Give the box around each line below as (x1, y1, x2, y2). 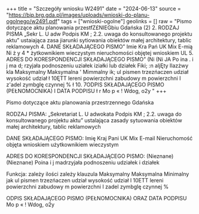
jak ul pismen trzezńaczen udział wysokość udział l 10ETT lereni (6, 177, 164, 184)
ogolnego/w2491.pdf (6, 18, 58, 24)
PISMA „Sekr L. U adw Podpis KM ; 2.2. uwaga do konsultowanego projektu (6, 30, 192, 38)
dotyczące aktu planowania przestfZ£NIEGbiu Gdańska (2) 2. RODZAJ (6, 24, 179, 31)
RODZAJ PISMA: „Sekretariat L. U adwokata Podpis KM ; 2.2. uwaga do (6, 110, 182, 117)
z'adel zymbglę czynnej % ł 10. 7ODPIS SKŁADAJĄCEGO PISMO (6, 81, 164, 88)
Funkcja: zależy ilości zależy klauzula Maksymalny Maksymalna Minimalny (6, 170, 189, 178)
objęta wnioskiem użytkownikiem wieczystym (6, 141, 119, 148)
